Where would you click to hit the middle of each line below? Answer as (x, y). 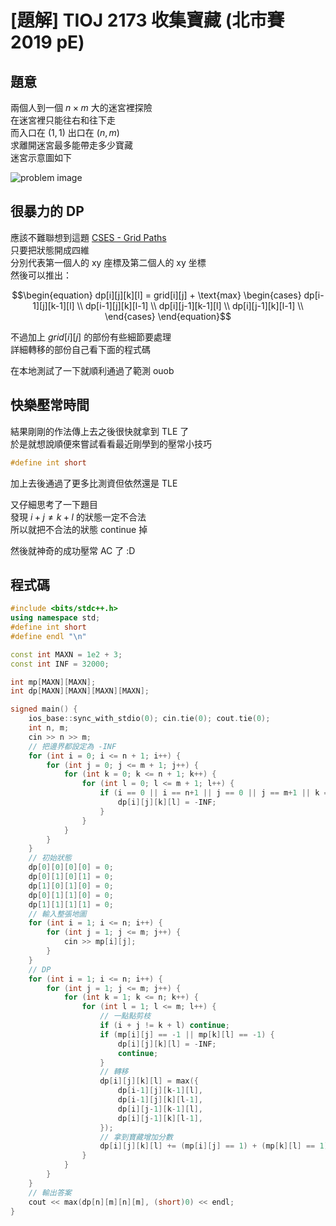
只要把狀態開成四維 (50, 250)
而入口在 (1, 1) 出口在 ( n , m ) (65, 132)
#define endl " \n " (48, 636)
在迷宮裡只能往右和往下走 (63, 120)
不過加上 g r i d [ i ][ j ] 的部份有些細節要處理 (91, 337)
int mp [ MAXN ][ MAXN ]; (53, 682)
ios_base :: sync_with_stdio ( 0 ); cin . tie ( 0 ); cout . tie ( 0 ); (149, 719)
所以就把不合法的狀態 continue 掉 (79, 529)
